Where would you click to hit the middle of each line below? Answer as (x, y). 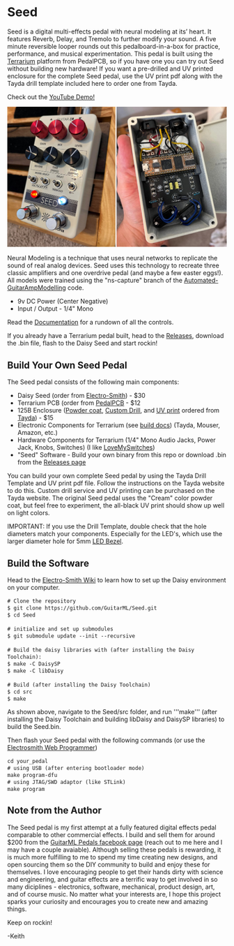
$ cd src (20, 692)
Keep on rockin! (30, 922)
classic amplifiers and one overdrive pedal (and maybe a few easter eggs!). (115, 273)
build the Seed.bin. (34, 726)
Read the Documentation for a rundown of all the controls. (91, 323)
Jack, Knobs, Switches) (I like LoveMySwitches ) (86, 448)
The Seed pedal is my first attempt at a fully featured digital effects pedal (112, 827)
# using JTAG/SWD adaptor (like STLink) (67, 782)
